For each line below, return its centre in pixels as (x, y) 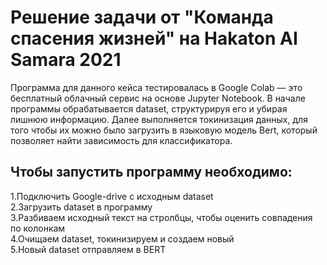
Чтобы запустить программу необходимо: (151, 172)
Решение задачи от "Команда (142, 17)
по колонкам (38, 228)
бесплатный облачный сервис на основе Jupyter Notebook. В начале (158, 98)
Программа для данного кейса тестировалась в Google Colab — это (156, 87)
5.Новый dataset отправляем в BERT (88, 249)
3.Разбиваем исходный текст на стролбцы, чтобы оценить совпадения (161, 217)
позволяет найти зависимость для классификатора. (121, 140)
